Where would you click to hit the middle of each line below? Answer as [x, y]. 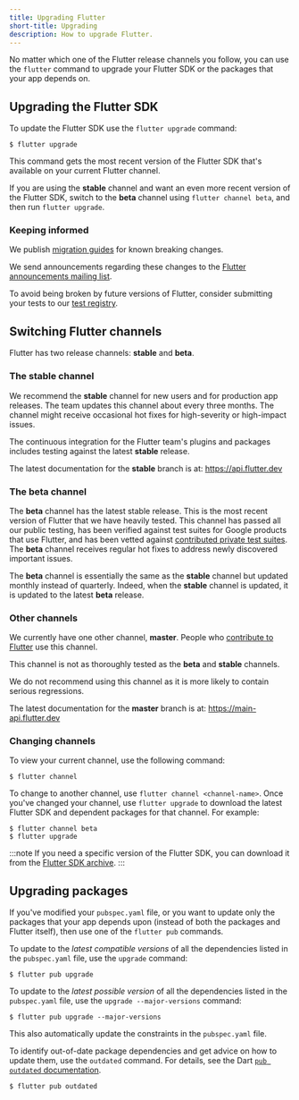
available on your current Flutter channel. [85, 171]
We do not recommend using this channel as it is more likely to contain [139, 681]
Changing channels [53, 741]
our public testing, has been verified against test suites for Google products [148, 529]
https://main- [233, 708]
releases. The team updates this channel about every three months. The [142, 405]
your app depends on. [50, 79]
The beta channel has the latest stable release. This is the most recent [138, 511]
